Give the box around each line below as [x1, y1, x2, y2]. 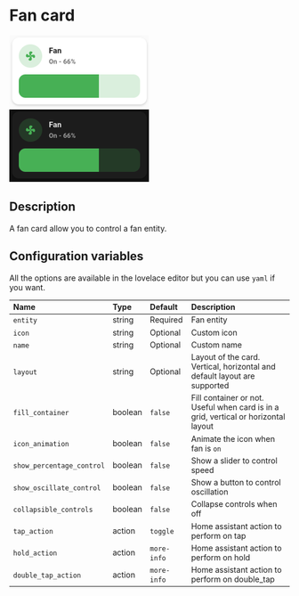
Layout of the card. [190, 352, 261, 363]
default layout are [190, 371, 255, 381]
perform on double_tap [190, 574, 276, 584]
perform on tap [190, 530, 246, 541]
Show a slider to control [190, 455, 278, 466]
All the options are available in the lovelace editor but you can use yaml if [9, 273, 276, 283]
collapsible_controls [12, 505, 93, 514]
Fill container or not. [190, 393, 264, 404]
